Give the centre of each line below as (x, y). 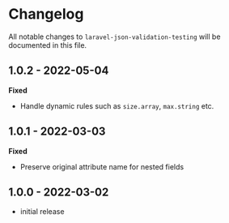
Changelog (46, 14)
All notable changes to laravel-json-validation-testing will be (114, 36)
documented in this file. (48, 45)
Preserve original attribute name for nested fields (102, 166)
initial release (42, 212)
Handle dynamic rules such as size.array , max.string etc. (117, 105)
